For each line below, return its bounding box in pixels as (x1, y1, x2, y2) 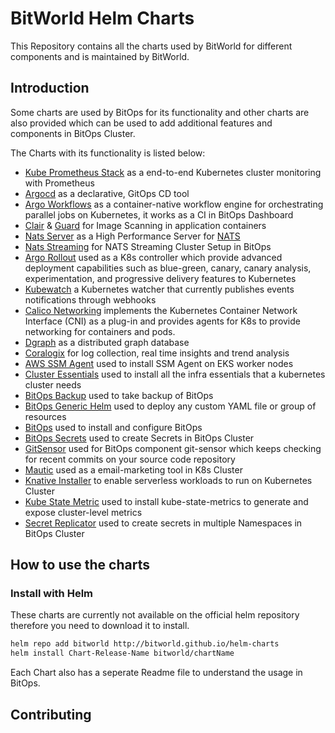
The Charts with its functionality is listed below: (10, 147, 206, 159)
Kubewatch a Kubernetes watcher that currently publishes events (24, 283, 295, 295)
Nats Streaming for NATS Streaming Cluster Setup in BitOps (24, 240, 272, 252)
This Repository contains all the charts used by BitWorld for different (10, 40, 293, 52)
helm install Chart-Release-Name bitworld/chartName (10, 648, 235, 659)
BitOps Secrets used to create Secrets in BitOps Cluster (24, 432, 255, 444)
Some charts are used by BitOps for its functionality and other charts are (10, 106, 310, 118)
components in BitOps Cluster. (10, 127, 136, 139)
